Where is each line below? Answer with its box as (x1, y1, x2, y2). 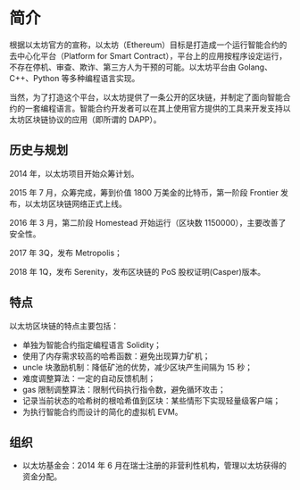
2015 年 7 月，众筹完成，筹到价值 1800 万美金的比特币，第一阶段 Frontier (9, 187, 279, 197)
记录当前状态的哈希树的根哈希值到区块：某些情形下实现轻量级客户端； (21, 394, 281, 406)
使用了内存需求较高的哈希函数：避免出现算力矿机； (21, 350, 211, 361)
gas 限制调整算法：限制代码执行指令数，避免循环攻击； (21, 384, 226, 394)
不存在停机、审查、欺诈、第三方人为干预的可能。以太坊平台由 (9, 62, 237, 72)
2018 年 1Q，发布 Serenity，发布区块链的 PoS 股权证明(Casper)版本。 (9, 266, 266, 277)
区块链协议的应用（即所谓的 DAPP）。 (24, 113, 162, 125)
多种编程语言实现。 (69, 72, 140, 83)
